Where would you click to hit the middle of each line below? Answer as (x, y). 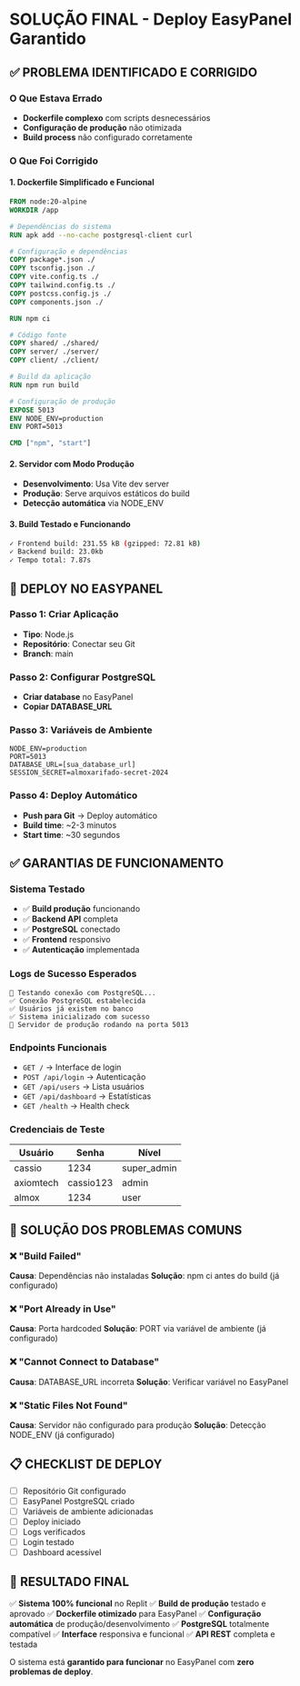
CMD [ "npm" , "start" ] (50, 444)
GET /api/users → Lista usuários (83, 1087)
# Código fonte (38, 335)
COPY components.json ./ (56, 302)
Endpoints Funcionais (58, 1047)
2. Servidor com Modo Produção (72, 464)
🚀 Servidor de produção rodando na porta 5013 (99, 1024)
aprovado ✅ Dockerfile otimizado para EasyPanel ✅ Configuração (135, 1613)
